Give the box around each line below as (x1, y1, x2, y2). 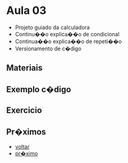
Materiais (6, 63, 43, 73)
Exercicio (6, 105, 42, 116)
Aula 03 (6, 4, 46, 18)
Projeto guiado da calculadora (14, 24, 90, 31)
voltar (14, 143, 30, 150)
